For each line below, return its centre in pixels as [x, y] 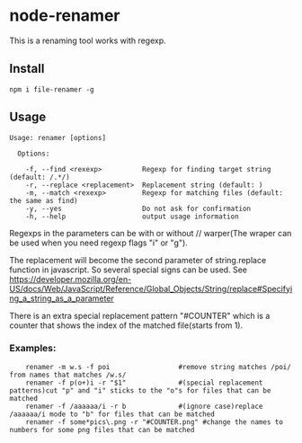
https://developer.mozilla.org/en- [71, 279]
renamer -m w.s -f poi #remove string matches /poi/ [159, 367]
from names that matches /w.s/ [68, 375]
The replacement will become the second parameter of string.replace [138, 260]
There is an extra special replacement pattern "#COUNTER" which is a [140, 315]
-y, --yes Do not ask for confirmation [138, 208]
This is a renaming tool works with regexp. [88, 40]
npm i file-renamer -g [52, 89]
